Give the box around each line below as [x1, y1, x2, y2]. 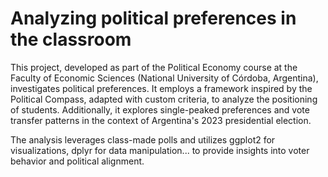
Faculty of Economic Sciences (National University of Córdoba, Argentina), [10, 72, 319, 84]
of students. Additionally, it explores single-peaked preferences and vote [10, 103, 310, 116]
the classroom [10, 28, 132, 51]
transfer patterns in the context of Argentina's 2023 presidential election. [10, 114, 312, 126]
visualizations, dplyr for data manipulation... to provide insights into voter [10, 144, 310, 156]
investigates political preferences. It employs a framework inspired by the [10, 82, 313, 94]
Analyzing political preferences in [10, 7, 297, 30]
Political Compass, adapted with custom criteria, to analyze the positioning [10, 93, 318, 105]
